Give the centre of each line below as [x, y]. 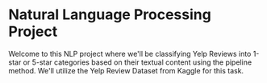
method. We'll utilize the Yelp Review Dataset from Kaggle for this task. [126, 70]
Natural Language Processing [110, 15]
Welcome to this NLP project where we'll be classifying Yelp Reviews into [130, 53]
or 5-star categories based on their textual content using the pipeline [138, 62]
